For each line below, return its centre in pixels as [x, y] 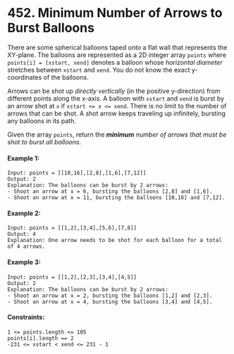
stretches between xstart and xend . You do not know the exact [99, 70]
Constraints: [26, 317]
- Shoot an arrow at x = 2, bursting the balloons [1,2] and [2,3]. [110, 296]
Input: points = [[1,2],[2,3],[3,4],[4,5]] [72, 277]
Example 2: [24, 213]
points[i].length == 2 [41, 338]
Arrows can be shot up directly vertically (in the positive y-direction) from [114, 91]
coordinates [25, 77]
